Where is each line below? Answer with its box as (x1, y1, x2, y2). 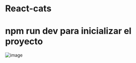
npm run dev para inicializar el (5, 26, 132, 37)
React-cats (5, 3, 52, 14)
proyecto (5, 36, 43, 47)
